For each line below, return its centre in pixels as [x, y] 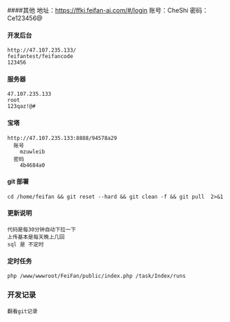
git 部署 [18, 181]
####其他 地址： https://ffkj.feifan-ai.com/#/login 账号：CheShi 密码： [108, 10]
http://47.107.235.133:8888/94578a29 [62, 138]
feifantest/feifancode [40, 57]
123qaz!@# [22, 106]
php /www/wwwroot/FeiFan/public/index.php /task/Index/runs [97, 276]
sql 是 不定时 [26, 245]
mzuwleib [33, 152]
